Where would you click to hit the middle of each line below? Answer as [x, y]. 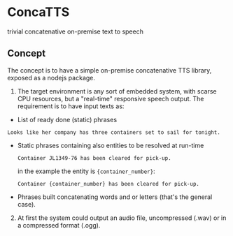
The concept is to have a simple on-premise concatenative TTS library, [110, 70]
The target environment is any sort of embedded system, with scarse [117, 91]
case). [27, 204]
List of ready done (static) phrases [67, 119]
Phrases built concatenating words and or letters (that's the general [115, 197]
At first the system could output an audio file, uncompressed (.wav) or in [122, 218]
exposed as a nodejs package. [51, 78]
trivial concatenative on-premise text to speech [75, 31]
